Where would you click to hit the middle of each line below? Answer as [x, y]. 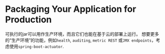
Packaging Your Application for [71, 9]
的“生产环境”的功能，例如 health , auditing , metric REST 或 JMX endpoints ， [81, 40]
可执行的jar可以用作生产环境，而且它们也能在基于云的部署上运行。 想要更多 [82, 34]
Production [28, 20]
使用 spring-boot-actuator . [37, 46]
